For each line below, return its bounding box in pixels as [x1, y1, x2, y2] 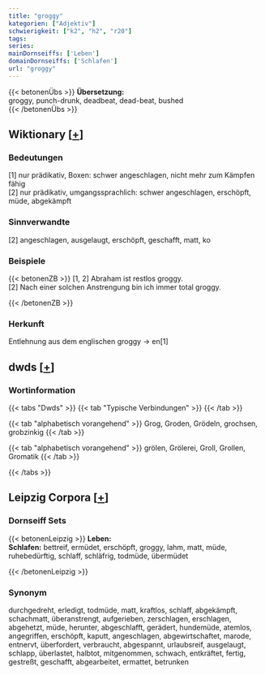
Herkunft [8, 318, 45, 329]
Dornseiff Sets [8, 515, 66, 527]
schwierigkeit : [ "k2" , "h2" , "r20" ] [8, 27, 132, 35]
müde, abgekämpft [8, 196, 72, 206]
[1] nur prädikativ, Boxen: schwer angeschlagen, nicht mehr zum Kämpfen [8, 170, 255, 180]
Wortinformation [8, 385, 75, 396]
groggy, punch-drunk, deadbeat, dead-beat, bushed [8, 95, 184, 105]
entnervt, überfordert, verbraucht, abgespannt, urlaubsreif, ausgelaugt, [8, 640, 246, 649]
